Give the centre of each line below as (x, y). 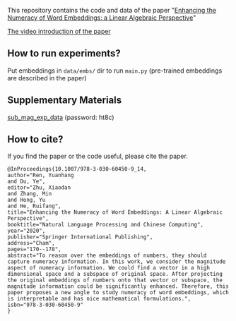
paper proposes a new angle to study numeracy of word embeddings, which (118, 293)
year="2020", (26, 231)
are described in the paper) (47, 78)
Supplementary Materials (65, 101)
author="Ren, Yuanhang (41, 176)
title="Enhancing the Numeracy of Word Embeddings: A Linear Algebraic (115, 212)
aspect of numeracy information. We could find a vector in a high (109, 268)
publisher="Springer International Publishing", (80, 237)
